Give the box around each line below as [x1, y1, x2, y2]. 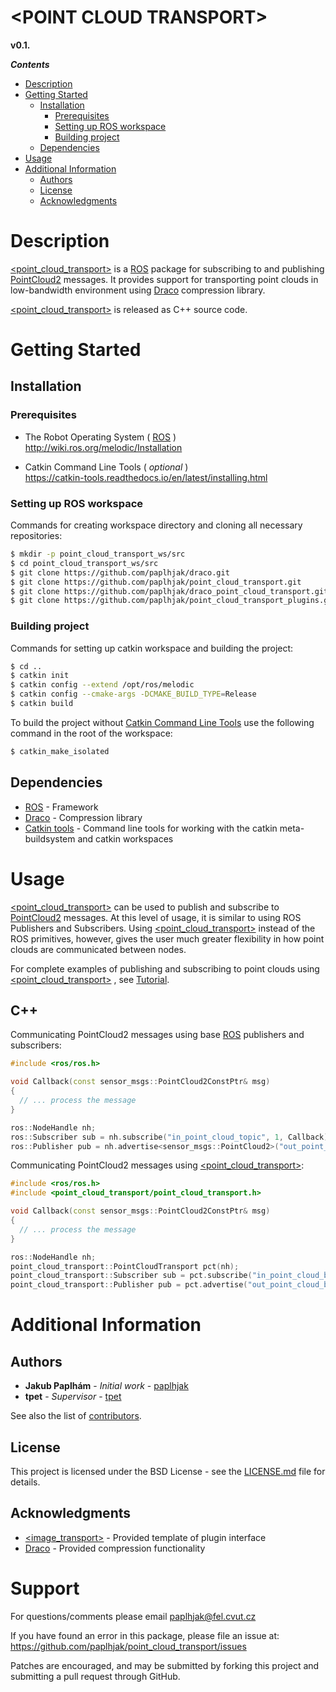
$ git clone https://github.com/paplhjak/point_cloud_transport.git [10, 577, 302, 587]
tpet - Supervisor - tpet [24, 1391, 122, 1403]
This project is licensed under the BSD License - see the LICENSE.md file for [10, 1465, 326, 1477]
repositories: [10, 530, 63, 542]
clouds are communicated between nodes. [10, 943, 187, 955]
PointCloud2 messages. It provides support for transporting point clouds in [10, 273, 319, 285]
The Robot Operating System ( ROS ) [24, 431, 177, 443]
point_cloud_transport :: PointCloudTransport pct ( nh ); [10, 1261, 240, 1271]
